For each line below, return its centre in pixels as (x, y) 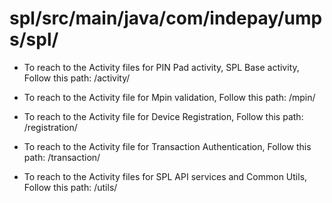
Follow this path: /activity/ (77, 78)
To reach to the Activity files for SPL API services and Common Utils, (165, 176)
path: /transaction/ (62, 157)
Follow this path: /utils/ (70, 187)
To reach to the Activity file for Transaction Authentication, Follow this (167, 146)
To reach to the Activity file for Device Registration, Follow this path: (163, 116)
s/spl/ (34, 39)
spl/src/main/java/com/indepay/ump (166, 18)
